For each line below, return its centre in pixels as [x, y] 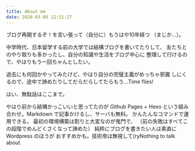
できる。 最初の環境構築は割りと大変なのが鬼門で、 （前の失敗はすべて [97, 121]
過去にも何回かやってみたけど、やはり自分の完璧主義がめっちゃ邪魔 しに [94, 74]
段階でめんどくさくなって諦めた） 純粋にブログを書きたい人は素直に [94, 128]
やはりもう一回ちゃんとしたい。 [55, 62]
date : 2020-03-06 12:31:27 [39, 17]
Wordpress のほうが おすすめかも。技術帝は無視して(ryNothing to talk [90, 136]
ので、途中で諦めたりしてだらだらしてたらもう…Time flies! [82, 81]
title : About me [26, 11]
